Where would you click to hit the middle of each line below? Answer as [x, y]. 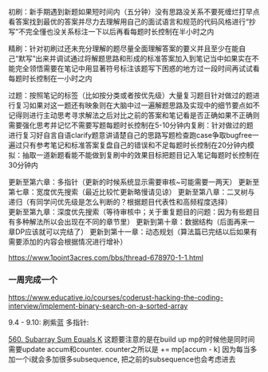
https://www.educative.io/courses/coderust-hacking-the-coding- [116, 298]
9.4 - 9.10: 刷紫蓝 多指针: [49, 323]
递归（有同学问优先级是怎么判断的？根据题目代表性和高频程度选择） [120, 202]
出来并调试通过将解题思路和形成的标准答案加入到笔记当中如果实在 [144, 59]
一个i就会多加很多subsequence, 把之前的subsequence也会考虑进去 [125, 359]
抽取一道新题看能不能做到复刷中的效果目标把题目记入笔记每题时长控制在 [141, 155]
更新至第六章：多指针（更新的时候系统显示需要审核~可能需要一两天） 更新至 [134, 182]
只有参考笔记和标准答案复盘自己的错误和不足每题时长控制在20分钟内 [135, 145]
